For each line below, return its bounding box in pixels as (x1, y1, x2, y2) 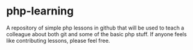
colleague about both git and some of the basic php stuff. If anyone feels (6, 30, 187, 37)
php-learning (6, 4, 74, 18)
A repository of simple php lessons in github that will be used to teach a (6, 24, 185, 31)
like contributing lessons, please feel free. (6, 37, 110, 44)
